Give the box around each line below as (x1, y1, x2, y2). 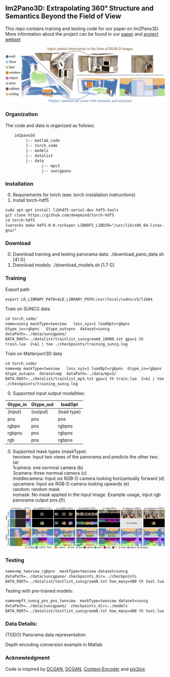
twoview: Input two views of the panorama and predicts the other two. (12, 453, 159, 459)
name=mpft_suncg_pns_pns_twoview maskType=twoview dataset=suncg (5, 598, 148, 604)
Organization (5, 111, 38, 118)
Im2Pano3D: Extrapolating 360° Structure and (5, 4, 154, 13)
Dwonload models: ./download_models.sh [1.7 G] (12, 262, 115, 268)
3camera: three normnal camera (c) (12, 470, 87, 476)
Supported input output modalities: (12, 390, 86, 396)
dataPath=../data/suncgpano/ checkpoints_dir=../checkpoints (5, 574, 137, 579)
